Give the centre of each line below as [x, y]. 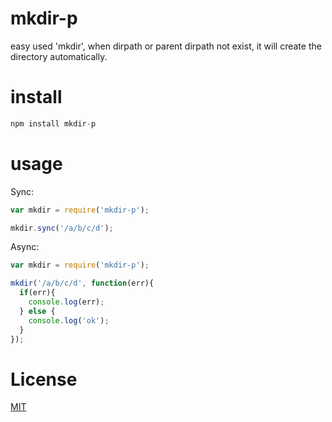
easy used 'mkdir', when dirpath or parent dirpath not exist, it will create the [166, 46]
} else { [37, 311]
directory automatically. [59, 56]
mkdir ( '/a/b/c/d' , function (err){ [82, 283]
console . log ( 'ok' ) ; [69, 320]
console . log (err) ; [66, 302]
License [44, 379]
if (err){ [37, 293]
